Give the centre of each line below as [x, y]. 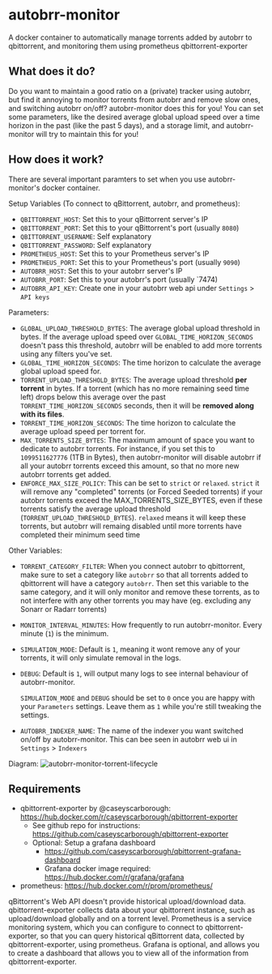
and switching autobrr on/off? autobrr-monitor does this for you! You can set [136, 108]
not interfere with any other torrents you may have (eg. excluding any [136, 600]
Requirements [45, 789]
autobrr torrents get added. [66, 474]
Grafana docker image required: [98, 869]
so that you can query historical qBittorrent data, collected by [142, 936]
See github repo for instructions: [86, 826]
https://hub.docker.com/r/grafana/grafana [114, 878]
